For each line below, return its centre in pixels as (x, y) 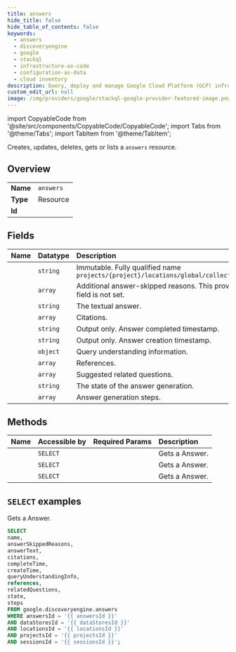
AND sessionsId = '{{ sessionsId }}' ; (64, 642)
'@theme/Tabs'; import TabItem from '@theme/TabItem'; (89, 133)
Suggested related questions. (125, 374)
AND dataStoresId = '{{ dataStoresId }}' (69, 623)
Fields (21, 236)
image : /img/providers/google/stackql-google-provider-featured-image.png (119, 99)
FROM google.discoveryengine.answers (63, 609)
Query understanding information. (132, 352)
